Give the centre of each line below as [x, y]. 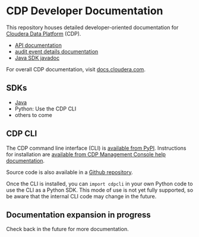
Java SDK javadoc [37, 58]
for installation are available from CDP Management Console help [86, 154]
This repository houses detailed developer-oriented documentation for [92, 27]
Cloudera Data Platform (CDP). [44, 33]
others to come [33, 115]
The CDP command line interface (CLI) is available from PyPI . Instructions [96, 148]
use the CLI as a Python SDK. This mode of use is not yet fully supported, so [100, 190]
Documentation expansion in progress [79, 215]
